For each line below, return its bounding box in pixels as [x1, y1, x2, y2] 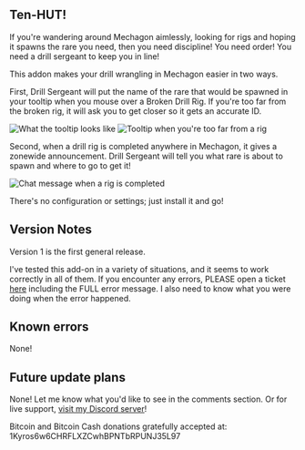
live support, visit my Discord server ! [9, 404, 147, 414]
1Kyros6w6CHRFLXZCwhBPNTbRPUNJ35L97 [9, 431, 181, 442]
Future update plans [9, 369, 126, 385]
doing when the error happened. [9, 292, 131, 303]
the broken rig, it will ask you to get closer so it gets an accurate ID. [9, 105, 262, 117]
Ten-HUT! [9, 7, 66, 23]
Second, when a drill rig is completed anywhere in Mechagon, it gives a [9, 140, 278, 151]
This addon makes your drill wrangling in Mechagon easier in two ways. [9, 68, 279, 79]
